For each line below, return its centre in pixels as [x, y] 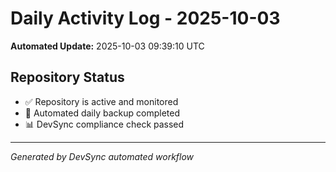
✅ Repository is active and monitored [101, 101]
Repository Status [67, 77]
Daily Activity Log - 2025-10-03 [145, 18]
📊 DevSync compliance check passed [104, 124]
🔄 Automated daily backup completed [102, 113]
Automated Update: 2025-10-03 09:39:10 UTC [107, 46]
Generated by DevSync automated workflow [102, 156]
